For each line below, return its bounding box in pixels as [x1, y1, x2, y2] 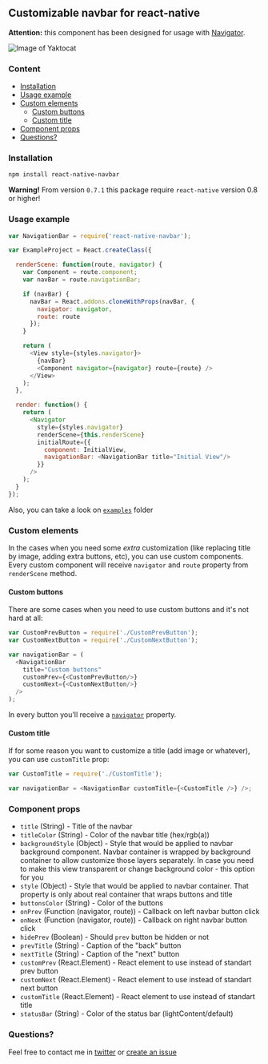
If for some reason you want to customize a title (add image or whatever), [8, 746, 250, 756]
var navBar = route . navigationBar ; [22, 276, 142, 284]
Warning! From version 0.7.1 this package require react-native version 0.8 [8, 185, 258, 195]
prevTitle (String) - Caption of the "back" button [19, 941, 182, 950]
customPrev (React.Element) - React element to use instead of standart [19, 957, 252, 968]
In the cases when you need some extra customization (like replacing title [8, 543, 251, 552]
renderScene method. [8, 569, 78, 578]
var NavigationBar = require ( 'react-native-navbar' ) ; [8, 232, 192, 240]
